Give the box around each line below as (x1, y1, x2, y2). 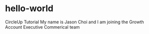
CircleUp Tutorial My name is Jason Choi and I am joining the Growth (5, 19, 144, 25)
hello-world (5, 3, 54, 14)
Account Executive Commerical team (5, 24, 80, 30)
